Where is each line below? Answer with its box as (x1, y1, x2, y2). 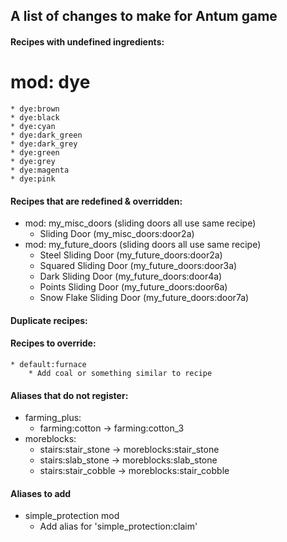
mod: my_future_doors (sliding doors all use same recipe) (24, 239, 262, 251)
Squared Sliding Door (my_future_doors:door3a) (39, 260, 238, 272)
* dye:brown (10, 104, 60, 114)
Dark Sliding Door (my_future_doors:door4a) (39, 270, 223, 283)
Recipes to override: (10, 337, 97, 349)
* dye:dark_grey (10, 139, 78, 149)
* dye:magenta (10, 165, 70, 175)
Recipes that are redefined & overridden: (10, 195, 183, 207)
